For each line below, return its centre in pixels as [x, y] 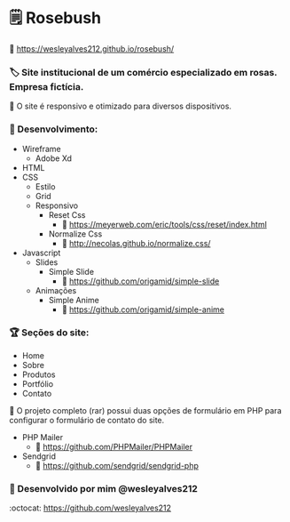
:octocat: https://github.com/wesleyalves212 [90, 508]
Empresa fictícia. [47, 86]
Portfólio [38, 383]
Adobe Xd [54, 158]
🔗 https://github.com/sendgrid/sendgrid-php [117, 465]
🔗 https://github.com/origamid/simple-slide [141, 281]
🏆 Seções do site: [49, 333]
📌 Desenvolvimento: [54, 129]
